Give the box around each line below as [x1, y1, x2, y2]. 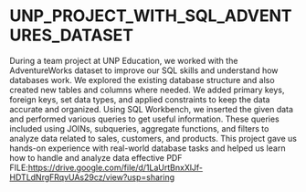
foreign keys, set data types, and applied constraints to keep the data [9, 93, 270, 105]
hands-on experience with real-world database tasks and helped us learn [9, 143, 286, 154]
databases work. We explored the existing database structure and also [9, 74, 276, 85]
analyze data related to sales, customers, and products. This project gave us [9, 133, 297, 144]
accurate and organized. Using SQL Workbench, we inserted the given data [9, 103, 294, 114]
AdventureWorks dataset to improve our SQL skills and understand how [9, 65, 279, 76]
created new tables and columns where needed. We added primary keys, [9, 84, 285, 95]
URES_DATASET [9, 25, 134, 46]
